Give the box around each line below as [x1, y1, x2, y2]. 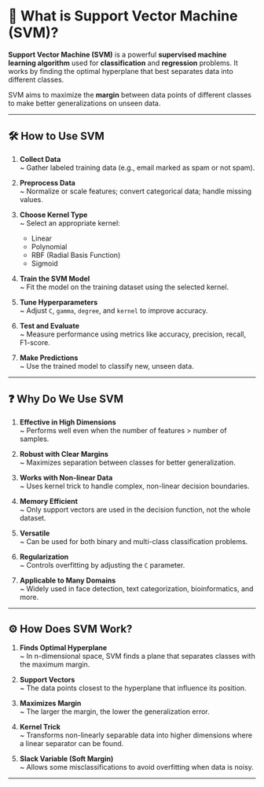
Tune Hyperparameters [19, 297, 98, 307]
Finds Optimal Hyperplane [19, 643, 108, 653]
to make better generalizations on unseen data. [8, 98, 161, 108]
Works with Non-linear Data [19, 473, 113, 482]
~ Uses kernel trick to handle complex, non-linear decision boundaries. [19, 481, 250, 491]
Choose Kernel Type [19, 210, 88, 219]
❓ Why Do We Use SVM [8, 392, 124, 406]
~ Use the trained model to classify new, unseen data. [19, 361, 194, 370]
